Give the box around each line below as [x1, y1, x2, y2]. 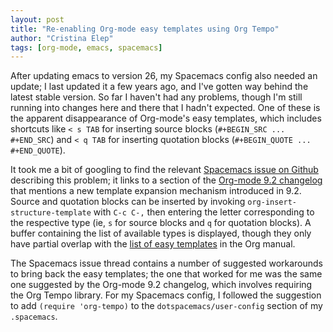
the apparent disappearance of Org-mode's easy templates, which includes [10, 112, 322, 125]
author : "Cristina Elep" [10, 33, 114, 43]
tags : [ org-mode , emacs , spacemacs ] [10, 42, 163, 53]
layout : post [10, 14, 65, 25]
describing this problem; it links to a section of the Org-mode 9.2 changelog [10, 174, 323, 186]
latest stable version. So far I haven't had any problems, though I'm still [10, 91, 303, 103]
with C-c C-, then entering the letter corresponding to [93, 206, 315, 218]
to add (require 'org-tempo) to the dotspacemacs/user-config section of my [10, 300, 323, 312]
